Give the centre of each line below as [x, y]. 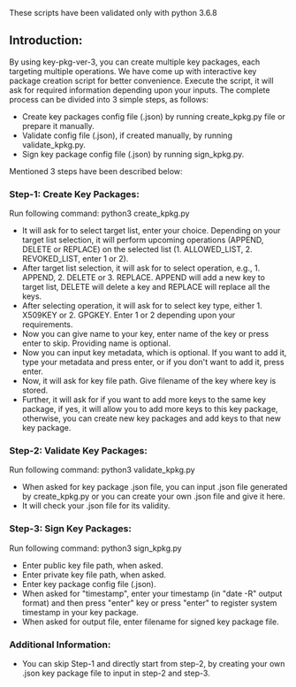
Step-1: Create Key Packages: [74, 194]
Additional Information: [60, 645]
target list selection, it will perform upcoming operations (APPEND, [143, 240]
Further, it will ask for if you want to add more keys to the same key [144, 400]
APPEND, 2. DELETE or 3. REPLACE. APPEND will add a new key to [143, 278]
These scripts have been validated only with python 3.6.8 [114, 13]
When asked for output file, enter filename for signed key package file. [151, 622]
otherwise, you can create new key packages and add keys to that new [151, 418]
